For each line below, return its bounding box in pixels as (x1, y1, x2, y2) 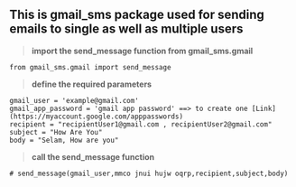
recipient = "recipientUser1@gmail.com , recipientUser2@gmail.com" (9, 119, 273, 129)
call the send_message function (31, 151, 155, 162)
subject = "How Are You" (9, 127, 103, 136)
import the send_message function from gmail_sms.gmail (31, 45, 254, 56)
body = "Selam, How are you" (9, 136, 119, 145)
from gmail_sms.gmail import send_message (9, 62, 171, 71)
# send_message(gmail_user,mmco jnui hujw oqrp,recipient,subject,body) (9, 169, 289, 178)
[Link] (251, 104, 277, 113)
